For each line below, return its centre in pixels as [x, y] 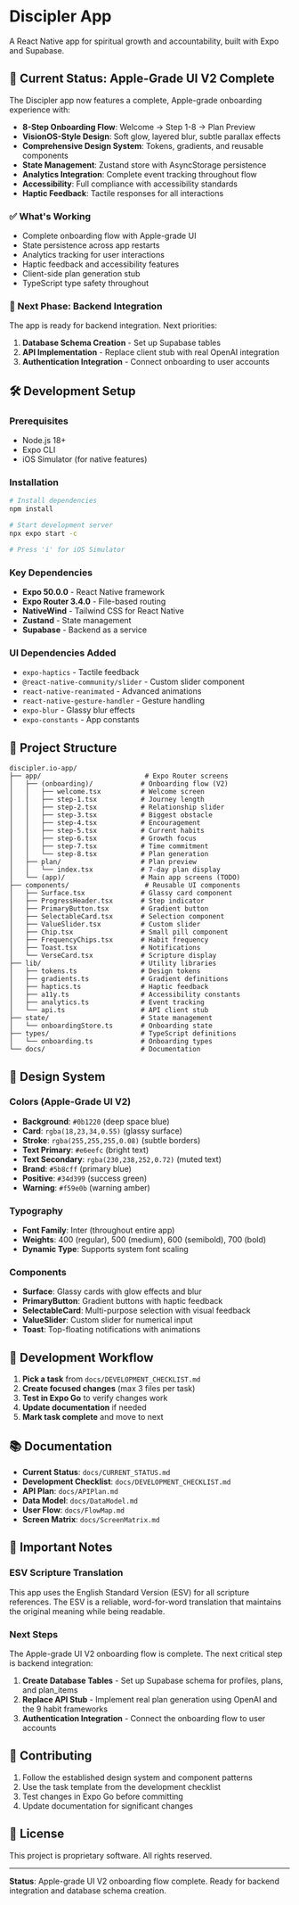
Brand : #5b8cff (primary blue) [77, 1168]
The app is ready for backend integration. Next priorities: [113, 326]
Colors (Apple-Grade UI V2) [70, 1101]
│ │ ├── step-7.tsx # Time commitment [109, 846]
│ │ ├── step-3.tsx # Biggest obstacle [111, 815]
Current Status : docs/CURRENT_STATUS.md [96, 1472]
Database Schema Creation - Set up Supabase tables [121, 343]
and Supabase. [37, 50]
